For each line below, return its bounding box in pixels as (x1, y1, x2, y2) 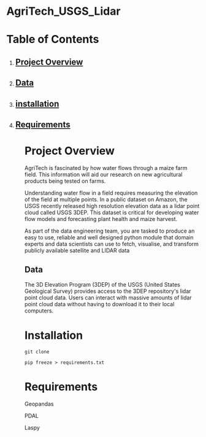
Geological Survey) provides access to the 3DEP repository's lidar (24, 287, 191, 295)
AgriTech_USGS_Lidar (6, 4, 121, 18)
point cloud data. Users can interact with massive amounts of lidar (24, 293, 192, 301)
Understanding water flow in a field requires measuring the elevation (24, 189, 198, 196)
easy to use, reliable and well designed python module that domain (24, 233, 194, 241)
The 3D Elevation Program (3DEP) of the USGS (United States (24, 280, 181, 288)
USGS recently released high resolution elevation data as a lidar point (24, 202, 200, 209)
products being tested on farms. (24, 177, 106, 185)
